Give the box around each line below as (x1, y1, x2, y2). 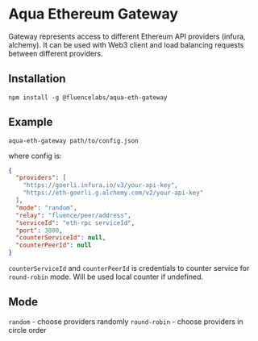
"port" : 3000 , (15, 227, 63, 235)
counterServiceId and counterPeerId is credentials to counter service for (8, 264, 250, 273)
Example (8, 115, 53, 129)
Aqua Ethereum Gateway (8, 5, 179, 23)
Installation (8, 72, 66, 85)
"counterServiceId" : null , (15, 234, 106, 242)
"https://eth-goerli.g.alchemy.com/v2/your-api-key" (23, 189, 204, 198)
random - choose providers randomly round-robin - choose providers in (8, 316, 243, 326)
